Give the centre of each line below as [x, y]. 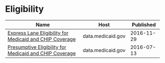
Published [144, 25]
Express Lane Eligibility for [38, 33]
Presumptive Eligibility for [37, 47]
